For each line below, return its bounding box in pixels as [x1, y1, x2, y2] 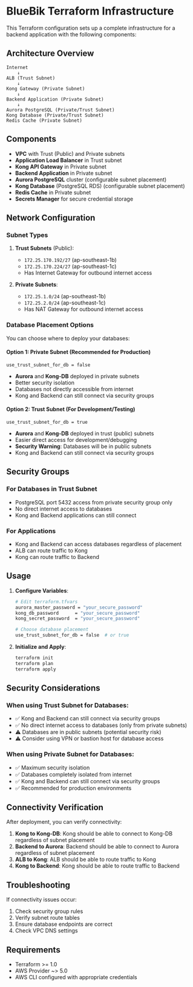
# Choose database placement [15, 626, 89, 633]
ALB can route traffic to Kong [15, 547, 88, 554]
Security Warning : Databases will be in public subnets [15, 443, 152, 450]
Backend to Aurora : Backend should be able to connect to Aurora [15, 843, 179, 850]
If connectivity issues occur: [6, 896, 77, 903]
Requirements [6, 945, 61, 955]
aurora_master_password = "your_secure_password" [15, 604, 143, 611]
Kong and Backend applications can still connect [15, 511, 137, 519]
